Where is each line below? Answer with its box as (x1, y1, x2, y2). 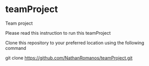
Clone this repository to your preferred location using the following (5, 39, 144, 46)
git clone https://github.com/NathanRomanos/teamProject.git (5, 54, 133, 61)
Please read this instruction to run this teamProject (5, 30, 111, 36)
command (5, 45, 26, 51)
